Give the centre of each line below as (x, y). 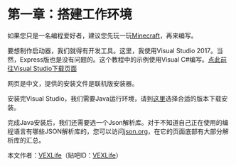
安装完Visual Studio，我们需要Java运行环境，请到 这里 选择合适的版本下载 (114, 98)
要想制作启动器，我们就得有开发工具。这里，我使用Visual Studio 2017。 (112, 50)
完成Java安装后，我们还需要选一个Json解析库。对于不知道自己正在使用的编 (118, 122)
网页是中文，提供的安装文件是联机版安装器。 (73, 83)
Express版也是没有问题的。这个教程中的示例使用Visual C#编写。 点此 (120, 59)
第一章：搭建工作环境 (70, 15)
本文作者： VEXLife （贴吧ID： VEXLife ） (65, 155)
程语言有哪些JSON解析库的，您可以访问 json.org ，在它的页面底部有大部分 (115, 131)
